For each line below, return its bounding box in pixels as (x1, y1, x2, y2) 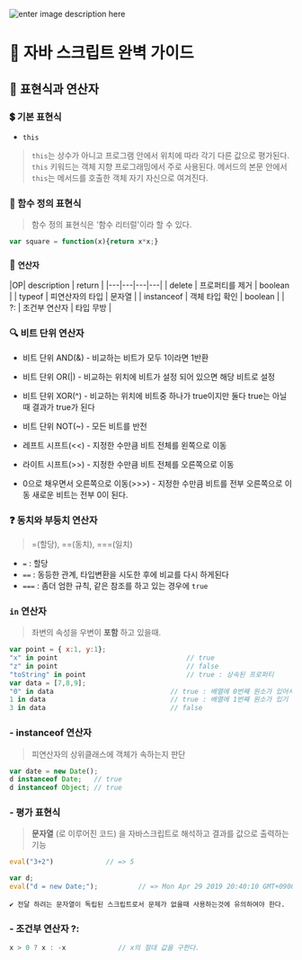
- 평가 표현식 (9, 806, 61, 819)
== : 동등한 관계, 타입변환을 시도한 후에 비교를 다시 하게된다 (22, 569, 229, 580)
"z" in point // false (9, 662, 219, 671)
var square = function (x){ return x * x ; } (9, 237, 159, 246)
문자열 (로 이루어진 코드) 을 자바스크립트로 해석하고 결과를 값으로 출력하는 (31, 828, 289, 840)
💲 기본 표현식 (9, 111, 62, 123)
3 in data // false (9, 704, 203, 713)
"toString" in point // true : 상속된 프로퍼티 (9, 670, 274, 679)
